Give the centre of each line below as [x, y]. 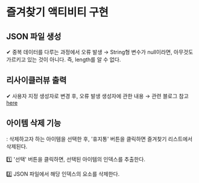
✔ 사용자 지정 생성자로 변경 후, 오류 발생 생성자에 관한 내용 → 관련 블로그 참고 [97, 96]
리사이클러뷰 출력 [36, 80]
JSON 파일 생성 [34, 36]
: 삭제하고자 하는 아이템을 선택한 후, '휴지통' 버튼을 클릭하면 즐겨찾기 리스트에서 [99, 138]
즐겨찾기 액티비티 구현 [57, 12]
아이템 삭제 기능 [34, 123]
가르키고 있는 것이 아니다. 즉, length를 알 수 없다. [64, 60]
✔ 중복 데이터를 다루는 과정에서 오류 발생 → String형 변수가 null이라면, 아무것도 [100, 52]
